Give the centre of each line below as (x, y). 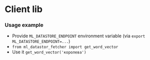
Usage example (24, 25)
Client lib (24, 9)
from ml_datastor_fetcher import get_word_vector (65, 47)
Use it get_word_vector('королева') (49, 52)
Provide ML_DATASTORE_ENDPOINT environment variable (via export (79, 36)
